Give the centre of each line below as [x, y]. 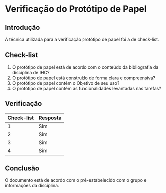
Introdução [23, 28]
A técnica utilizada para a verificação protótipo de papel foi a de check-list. [82, 39]
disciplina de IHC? [31, 72]
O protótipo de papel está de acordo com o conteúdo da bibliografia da [85, 67]
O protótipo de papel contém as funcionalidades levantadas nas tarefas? [87, 88]
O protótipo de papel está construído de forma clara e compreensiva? [84, 78]
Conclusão [22, 168]
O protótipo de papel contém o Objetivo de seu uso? [66, 83]
